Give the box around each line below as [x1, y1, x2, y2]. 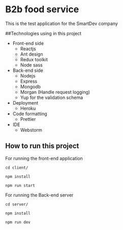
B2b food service [5, 4, 79, 15]
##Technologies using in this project [5, 30, 82, 36]
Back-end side [12, 67, 43, 73]
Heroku [20, 105, 36, 111]
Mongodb [20, 83, 41, 90]
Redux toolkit [20, 56, 48, 62]
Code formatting [12, 111, 47, 117]
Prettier [20, 116, 36, 122]
